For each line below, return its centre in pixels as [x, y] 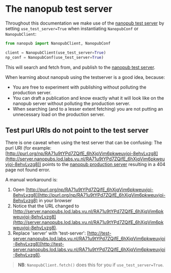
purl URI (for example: [29, 148]
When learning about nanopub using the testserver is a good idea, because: [85, 77]
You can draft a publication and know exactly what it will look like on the [88, 98]
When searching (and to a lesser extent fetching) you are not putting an [88, 109]
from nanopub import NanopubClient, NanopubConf [58, 43]
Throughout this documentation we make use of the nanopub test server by [85, 23]
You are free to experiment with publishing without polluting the [79, 87]
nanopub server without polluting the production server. [71, 103]
